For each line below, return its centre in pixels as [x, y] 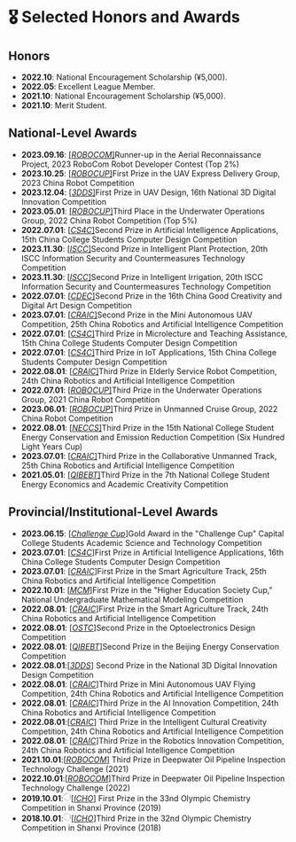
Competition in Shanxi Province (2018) [91, 827]
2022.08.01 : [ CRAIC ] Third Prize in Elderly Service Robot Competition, [149, 371]
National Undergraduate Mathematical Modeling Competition [132, 599]
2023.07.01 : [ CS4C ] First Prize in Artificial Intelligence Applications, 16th [152, 552]
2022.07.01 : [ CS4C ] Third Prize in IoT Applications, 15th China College [148, 352]
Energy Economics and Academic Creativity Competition [125, 484]
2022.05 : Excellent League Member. [88, 86]
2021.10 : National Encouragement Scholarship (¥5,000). [124, 96]
